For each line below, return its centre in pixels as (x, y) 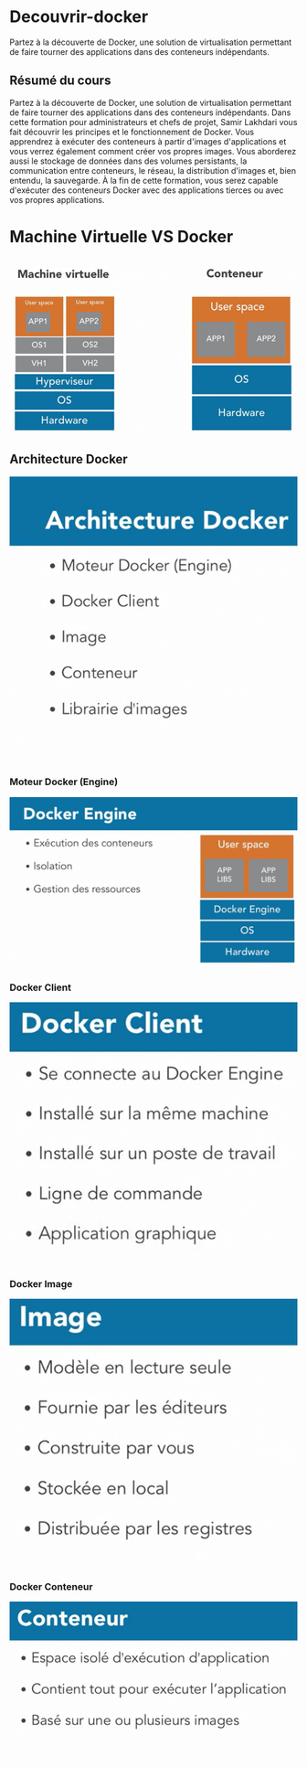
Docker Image (41, 1283)
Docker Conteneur (51, 1586)
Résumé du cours (60, 81)
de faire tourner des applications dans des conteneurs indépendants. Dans (150, 112)
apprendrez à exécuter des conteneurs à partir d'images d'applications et (148, 141)
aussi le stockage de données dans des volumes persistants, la (128, 161)
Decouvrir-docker (79, 17)
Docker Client (40, 987)
